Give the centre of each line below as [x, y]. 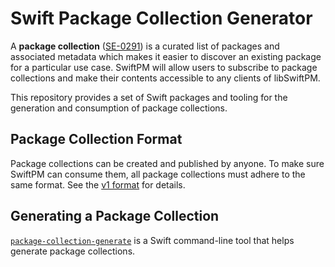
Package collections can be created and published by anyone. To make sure [167, 163]
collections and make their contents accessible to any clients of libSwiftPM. [165, 78]
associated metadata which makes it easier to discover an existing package [166, 56]
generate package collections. [73, 251]
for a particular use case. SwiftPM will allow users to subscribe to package [164, 67]
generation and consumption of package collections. [119, 108]
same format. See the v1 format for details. [98, 184]
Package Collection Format [96, 139]
